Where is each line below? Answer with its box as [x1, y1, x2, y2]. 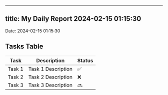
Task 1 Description [28, 65, 72, 72]
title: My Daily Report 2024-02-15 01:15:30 [5, 14, 141, 23]
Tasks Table [5, 42, 43, 51]
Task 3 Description [28, 82, 72, 89]
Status [77, 57, 93, 64]
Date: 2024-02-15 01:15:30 [5, 28, 60, 34]
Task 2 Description [28, 73, 72, 80]
